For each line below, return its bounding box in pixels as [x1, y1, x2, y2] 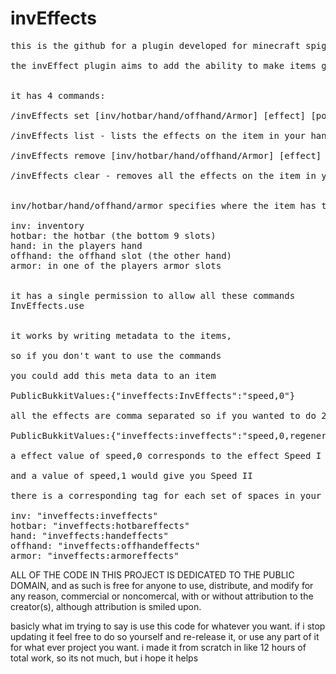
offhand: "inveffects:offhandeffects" [10, 540, 201, 551]
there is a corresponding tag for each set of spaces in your [10, 490, 322, 501]
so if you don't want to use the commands [10, 350, 222, 361]
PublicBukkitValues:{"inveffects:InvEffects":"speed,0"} [10, 390, 296, 401]
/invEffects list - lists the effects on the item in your [10, 130, 307, 141]
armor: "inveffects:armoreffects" [10, 550, 180, 561]
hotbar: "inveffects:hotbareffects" [10, 520, 190, 531]
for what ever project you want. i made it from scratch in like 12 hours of [10, 641, 307, 653]
